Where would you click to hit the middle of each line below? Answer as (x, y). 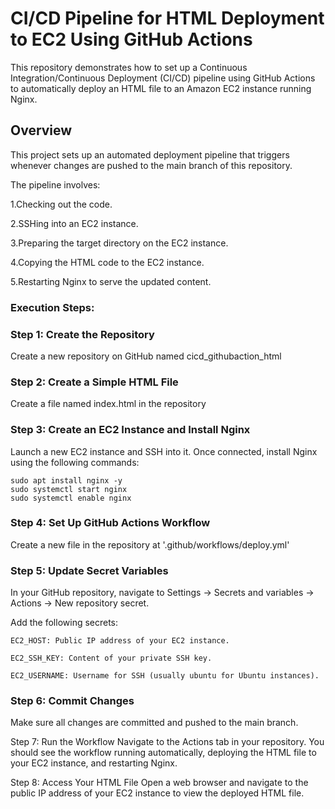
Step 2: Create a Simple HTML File (94, 382)
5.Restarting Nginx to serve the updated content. (111, 281)
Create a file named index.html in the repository (108, 404)
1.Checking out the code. (61, 204)
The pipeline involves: (55, 184)
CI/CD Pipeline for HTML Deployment (167, 18)
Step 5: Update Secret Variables (89, 570)
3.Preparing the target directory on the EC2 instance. (119, 243)
